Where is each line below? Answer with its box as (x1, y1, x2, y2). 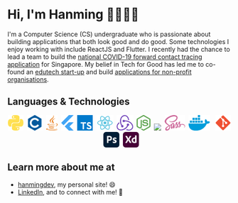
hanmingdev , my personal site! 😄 (17, 180, 116, 189)
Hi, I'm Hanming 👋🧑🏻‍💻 (7, 6, 140, 23)
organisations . (7, 75, 49, 84)
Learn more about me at (7, 161, 115, 173)
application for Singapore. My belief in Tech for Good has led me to (7, 60, 205, 68)
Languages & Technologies (7, 96, 130, 108)
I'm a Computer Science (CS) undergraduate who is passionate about (7, 30, 211, 38)
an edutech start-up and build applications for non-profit (26, 67, 192, 76)
